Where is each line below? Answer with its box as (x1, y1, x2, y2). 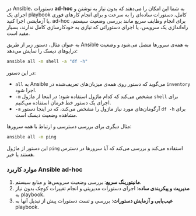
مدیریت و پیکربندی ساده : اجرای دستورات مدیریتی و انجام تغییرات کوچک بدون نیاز (15, 185, 190, 192)
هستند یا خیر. (6, 151, 35, 158)
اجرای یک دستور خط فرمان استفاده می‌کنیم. (15, 99, 111, 106)
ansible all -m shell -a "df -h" (6, 58, 88, 64)
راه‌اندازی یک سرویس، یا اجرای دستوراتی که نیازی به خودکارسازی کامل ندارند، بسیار (6, 23, 188, 30)
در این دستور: (6, 69, 36, 76)
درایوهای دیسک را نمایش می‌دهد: (6, 47, 78, 54)
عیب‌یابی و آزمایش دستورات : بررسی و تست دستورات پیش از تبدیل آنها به (15, 197, 173, 204)
